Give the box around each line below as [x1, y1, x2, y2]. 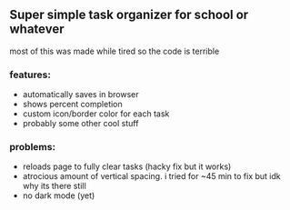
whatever [9, 22, 65, 37]
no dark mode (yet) [22, 190, 95, 201]
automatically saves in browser [22, 89, 139, 100]
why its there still [22, 181, 86, 192]
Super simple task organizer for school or [9, 7, 249, 23]
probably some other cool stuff [22, 118, 139, 129]
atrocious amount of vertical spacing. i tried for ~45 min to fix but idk [22, 171, 281, 182]
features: [9, 68, 52, 81]
